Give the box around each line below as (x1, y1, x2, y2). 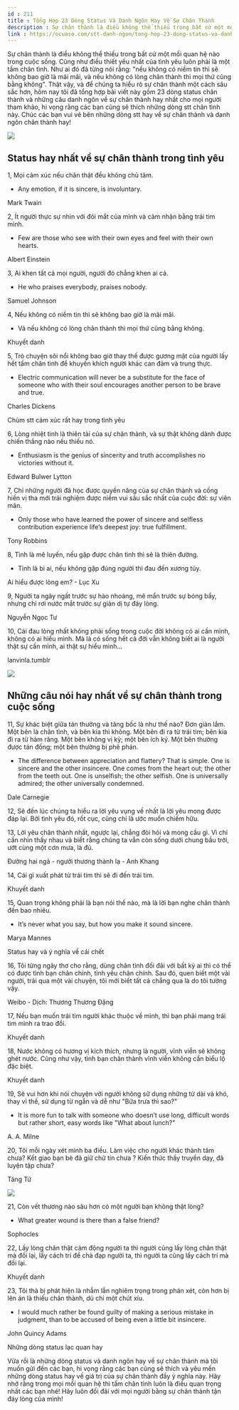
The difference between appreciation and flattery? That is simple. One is (17, 756, 230, 764)
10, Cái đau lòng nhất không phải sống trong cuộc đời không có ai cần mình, (7, 627, 230, 636)
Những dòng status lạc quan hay (7, 1342, 103, 1351)
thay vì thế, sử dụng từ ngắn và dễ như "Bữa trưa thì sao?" (7, 1097, 178, 1105)
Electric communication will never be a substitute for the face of (17, 373, 206, 382)
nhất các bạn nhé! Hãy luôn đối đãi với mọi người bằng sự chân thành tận (7, 1386, 222, 1395)
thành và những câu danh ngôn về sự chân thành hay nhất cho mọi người (7, 95, 222, 104)
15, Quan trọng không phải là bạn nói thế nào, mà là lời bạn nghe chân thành (7, 898, 230, 907)
